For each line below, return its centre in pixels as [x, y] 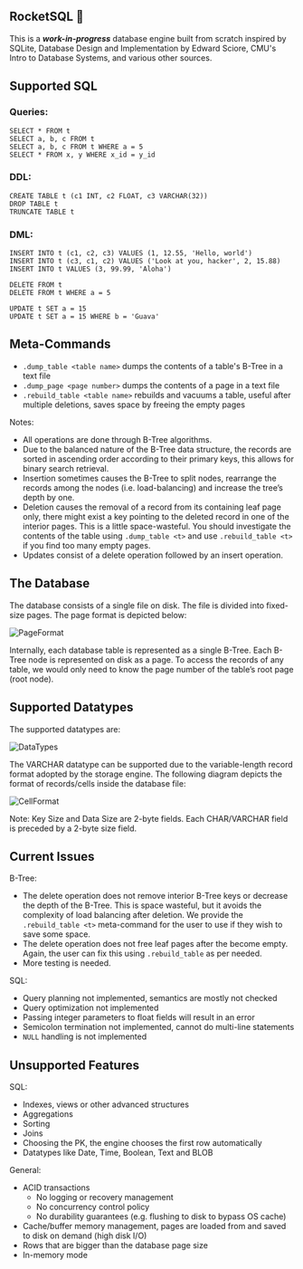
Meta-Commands [60, 344]
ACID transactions [56, 1188]
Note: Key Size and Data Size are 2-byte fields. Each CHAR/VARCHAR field [149, 818]
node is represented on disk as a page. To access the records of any [156, 659]
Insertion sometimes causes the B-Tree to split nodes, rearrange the [150, 478]
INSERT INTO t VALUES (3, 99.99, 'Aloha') [90, 269]
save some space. [56, 934]
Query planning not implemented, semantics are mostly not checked [150, 998]
